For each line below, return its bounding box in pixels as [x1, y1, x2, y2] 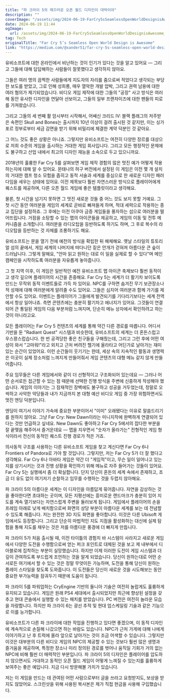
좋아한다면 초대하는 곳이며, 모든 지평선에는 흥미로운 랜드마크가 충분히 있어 [10, 492, 157, 499]
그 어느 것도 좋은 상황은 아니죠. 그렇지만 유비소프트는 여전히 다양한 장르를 [5, 136, 150, 142]
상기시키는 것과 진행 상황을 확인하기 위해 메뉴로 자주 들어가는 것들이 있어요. [14, 463, 163, 469]
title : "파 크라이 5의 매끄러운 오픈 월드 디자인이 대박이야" [5, 7, 117, 13]
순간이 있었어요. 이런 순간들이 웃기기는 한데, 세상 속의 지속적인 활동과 [14, 348, 151, 354]
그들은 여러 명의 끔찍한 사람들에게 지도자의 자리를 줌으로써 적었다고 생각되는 [5, 76, 155, 83]
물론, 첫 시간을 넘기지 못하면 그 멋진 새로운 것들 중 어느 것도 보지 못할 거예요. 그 [5, 195, 161, 201]
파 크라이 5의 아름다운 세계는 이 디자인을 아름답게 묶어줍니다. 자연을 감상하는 [5, 486, 156, 492]
